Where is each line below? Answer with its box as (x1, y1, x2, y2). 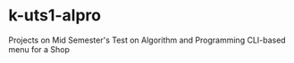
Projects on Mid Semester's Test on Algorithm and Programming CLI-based (8, 35, 287, 45)
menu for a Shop (8, 43, 71, 54)
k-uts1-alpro (8, 5, 102, 26)
